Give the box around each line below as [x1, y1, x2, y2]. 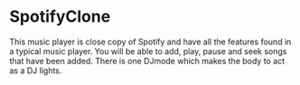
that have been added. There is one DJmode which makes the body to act [9, 55, 286, 66]
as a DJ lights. [9, 65, 62, 76]
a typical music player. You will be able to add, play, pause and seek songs [9, 45, 287, 56]
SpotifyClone [9, 6, 111, 27]
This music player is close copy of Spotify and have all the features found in [9, 36, 292, 47]
